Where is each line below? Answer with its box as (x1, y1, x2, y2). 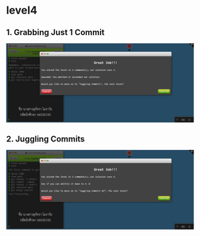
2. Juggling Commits (6, 134, 85, 144)
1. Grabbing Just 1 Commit (6, 27, 105, 37)
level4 (6, 4, 37, 17)
